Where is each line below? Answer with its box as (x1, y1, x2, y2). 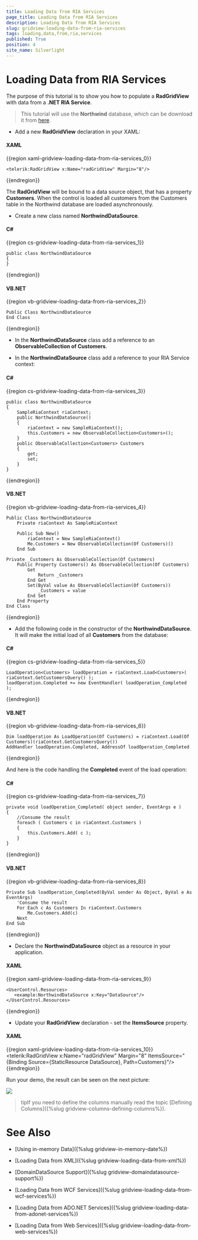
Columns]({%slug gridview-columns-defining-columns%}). (20, 1105, 166, 1112)
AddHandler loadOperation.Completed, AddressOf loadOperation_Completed (6, 744, 190, 750)
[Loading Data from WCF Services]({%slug (14, 1186, 120, 1193)
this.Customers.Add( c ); (27, 830, 92, 836)
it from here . (20, 116, 52, 123)
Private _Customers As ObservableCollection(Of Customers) (6, 556, 155, 562)
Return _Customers (37, 572, 84, 578)
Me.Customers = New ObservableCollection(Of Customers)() (27, 541, 174, 547)
